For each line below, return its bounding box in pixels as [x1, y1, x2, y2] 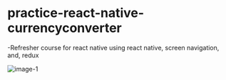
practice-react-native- [7, 5, 145, 21]
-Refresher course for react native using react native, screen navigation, [7, 43, 220, 52]
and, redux [7, 51, 39, 59]
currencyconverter [7, 20, 123, 36]
